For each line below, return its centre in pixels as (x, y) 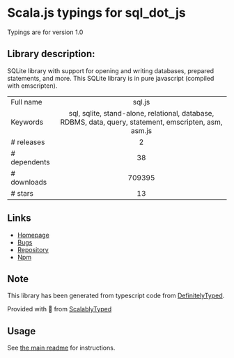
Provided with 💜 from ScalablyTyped (60, 309)
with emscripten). (32, 86)
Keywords (27, 122)
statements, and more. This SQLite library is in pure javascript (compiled (111, 78)
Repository (33, 249)
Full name (27, 102)
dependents (30, 162)
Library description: (51, 54)
